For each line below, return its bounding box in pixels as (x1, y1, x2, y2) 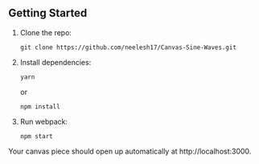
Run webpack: (19, 117, 68, 126)
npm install (19, 102, 60, 111)
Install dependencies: (19, 57, 92, 67)
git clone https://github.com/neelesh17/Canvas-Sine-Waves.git (19, 43, 237, 51)
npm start (19, 132, 54, 140)
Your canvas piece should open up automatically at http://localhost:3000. (8, 146, 252, 156)
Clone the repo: (19, 27, 72, 37)
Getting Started (8, 6, 88, 20)
